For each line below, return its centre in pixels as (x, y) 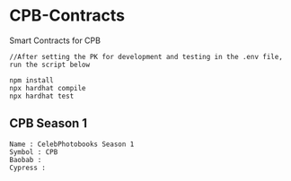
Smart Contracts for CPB (55, 40)
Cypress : (28, 168)
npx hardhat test (42, 96)
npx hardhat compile (48, 88)
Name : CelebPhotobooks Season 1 (72, 144)
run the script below (50, 65)
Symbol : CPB (34, 152)
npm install (31, 80)
